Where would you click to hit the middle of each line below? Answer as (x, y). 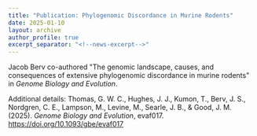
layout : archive (35, 30)
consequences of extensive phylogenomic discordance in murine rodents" (129, 75)
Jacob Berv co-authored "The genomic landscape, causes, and (111, 67)
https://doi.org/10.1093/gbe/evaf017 (66, 124)
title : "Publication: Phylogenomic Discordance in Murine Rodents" (121, 15)
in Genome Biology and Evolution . (63, 84)
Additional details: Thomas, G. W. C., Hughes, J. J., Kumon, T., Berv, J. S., (127, 99)
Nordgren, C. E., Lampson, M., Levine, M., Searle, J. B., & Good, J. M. (120, 108)
